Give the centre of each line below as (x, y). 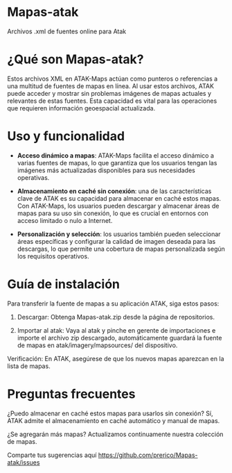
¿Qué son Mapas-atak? (75, 59)
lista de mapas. (29, 366)
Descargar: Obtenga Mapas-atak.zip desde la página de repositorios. (116, 317)
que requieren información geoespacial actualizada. (81, 108)
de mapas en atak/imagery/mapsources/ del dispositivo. (97, 345)
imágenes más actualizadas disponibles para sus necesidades (106, 170)
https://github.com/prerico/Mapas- (148, 455)
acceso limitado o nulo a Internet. (65, 220)
